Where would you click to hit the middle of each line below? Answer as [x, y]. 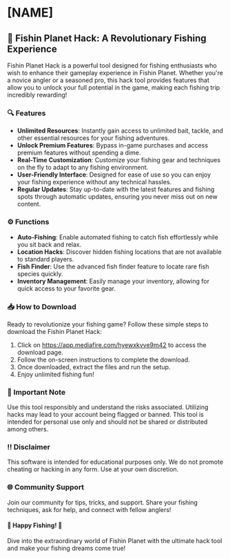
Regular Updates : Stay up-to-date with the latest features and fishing [116, 189]
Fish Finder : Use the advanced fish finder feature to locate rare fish [113, 266]
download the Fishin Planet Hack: [54, 331]
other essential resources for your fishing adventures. [93, 138]
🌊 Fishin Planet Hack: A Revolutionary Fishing [107, 38]
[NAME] [30, 13]
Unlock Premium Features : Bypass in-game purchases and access [113, 146]
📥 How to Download [42, 306]
